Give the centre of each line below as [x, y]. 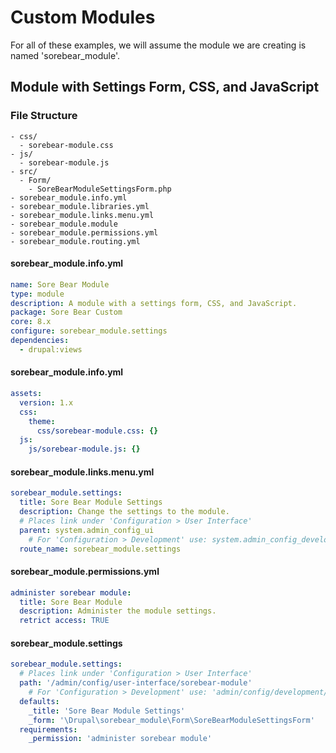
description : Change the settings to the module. [124, 512]
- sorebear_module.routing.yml [75, 241]
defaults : [39, 701]
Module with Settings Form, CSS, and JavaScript [165, 87]
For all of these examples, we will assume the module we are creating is [158, 45]
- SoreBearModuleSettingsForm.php [100, 189]
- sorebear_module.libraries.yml [80, 206]
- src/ [24, 171]
